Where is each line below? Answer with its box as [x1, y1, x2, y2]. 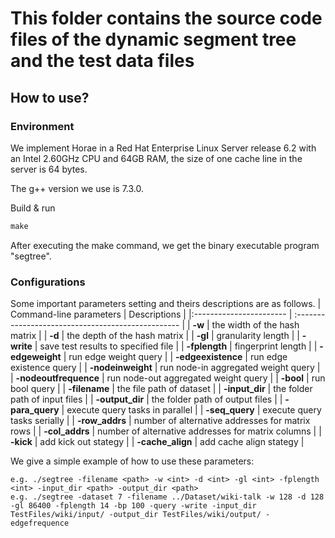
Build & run [10, 202, 56, 214]
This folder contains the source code [10, 7, 323, 30]
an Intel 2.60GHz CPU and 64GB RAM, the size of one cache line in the [10, 152, 303, 164]
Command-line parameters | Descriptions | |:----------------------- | [10, 308, 293, 321]
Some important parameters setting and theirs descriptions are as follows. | [10, 298, 322, 310]
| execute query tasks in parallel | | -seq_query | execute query [61, 404, 322, 416]
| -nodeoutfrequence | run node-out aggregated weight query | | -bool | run [10, 372, 326, 384]
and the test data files [10, 50, 195, 72]
